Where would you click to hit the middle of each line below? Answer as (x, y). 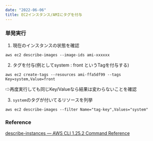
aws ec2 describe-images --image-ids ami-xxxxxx (58, 55)
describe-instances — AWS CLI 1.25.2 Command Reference (68, 133)
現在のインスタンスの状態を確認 (46, 45)
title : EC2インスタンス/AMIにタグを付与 (44, 15)
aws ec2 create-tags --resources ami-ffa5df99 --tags (63, 75)
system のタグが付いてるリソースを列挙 (52, 100)
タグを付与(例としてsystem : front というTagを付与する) (71, 65)
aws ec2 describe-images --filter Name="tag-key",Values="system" (77, 110)
